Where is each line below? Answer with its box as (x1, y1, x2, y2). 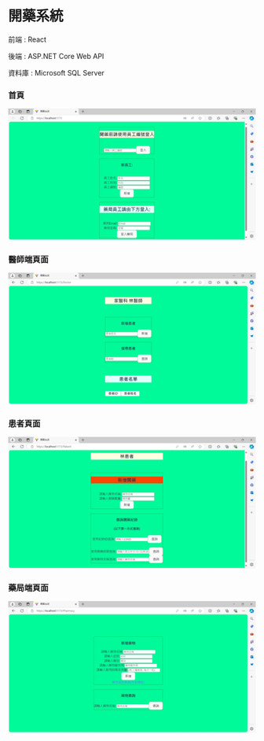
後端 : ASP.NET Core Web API (8, 51, 104, 61)
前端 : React (8, 35, 47, 44)
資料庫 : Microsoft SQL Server (8, 68, 104, 77)
